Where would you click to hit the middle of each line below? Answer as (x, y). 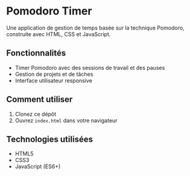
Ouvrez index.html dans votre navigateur (66, 120)
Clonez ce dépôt (36, 114)
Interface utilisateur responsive (53, 80)
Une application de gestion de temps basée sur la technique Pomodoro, (96, 28)
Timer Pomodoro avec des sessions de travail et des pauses (90, 68)
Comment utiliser (40, 100)
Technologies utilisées (50, 139)
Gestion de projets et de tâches (54, 74)
